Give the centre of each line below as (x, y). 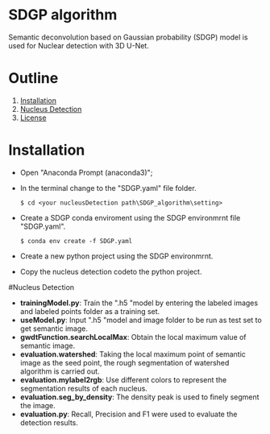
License (33, 118)
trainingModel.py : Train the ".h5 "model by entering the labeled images (139, 303)
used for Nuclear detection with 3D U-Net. (79, 45)
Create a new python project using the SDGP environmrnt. (116, 256)
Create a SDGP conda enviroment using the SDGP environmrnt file (130, 217)
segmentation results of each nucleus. (83, 388)
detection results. (49, 422)
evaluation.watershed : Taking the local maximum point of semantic (133, 354)
